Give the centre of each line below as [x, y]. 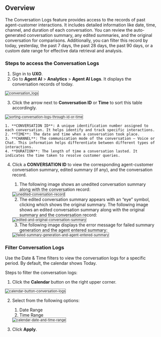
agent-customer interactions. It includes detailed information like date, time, [81, 25]
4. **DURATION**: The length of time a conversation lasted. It [71, 152]
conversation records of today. [43, 84]
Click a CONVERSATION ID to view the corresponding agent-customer [83, 165]
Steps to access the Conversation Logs [52, 63]
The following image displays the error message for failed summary [87, 225]
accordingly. [24, 108]
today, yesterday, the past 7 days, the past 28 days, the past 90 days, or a [79, 45]
